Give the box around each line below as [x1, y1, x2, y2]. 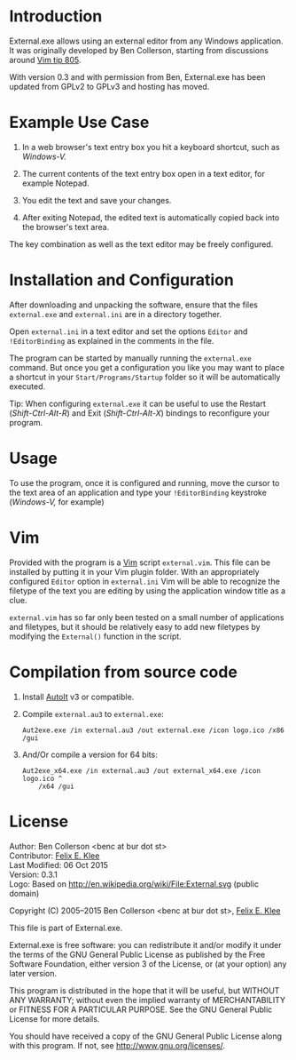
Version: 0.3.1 [9, 869, 58, 880]
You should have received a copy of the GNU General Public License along [9, 1031, 282, 1041]
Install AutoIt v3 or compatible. [21, 691, 135, 702]
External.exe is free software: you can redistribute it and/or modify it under [9, 939, 282, 950]
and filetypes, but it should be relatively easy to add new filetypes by [9, 621, 261, 632]
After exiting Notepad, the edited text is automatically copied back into [21, 211, 280, 223]
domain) [9, 888, 40, 898]
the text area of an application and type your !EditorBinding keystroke [9, 487, 268, 498]
